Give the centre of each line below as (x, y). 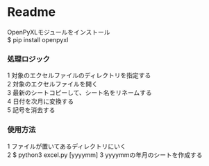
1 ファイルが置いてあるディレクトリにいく (67, 146)
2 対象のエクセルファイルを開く (53, 84)
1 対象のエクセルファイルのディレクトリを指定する (79, 75)
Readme (32, 12)
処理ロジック (29, 59)
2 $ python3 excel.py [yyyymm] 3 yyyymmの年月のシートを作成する (105, 155)
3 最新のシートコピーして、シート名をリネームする (80, 93)
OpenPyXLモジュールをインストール (59, 32)
